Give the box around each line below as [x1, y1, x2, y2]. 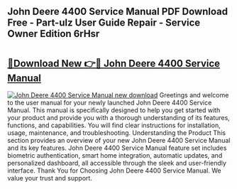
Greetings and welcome [159, 91, 229, 99]
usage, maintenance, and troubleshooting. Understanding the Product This [7, 129, 226, 137]
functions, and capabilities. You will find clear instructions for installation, [7, 121, 221, 129]
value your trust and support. [7, 174, 92, 182]
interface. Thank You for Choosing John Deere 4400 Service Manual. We [7, 166, 221, 175]
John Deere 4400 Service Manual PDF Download [7, 6, 228, 18]
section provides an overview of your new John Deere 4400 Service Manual [7, 136, 231, 144]
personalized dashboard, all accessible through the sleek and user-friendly [7, 159, 227, 167]
